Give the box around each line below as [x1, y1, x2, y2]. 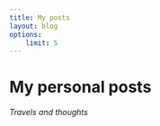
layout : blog [9, 22, 58, 31]
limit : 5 [25, 38, 58, 48]
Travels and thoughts [9, 107, 88, 118]
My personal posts [9, 77, 152, 97]
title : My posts [9, 13, 70, 22]
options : [9, 30, 42, 39]
